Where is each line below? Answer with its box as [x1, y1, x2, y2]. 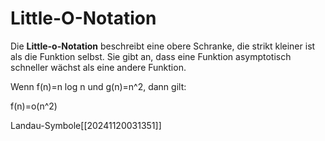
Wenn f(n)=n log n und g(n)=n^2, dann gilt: [10, 80, 187, 92]
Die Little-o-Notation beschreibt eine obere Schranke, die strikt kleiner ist [10, 40, 316, 52]
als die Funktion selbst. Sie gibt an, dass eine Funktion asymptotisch [10, 50, 292, 62]
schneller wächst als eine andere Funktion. [10, 61, 187, 73]
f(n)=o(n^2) [10, 100, 58, 112]
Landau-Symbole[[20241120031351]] [10, 119, 162, 131]
